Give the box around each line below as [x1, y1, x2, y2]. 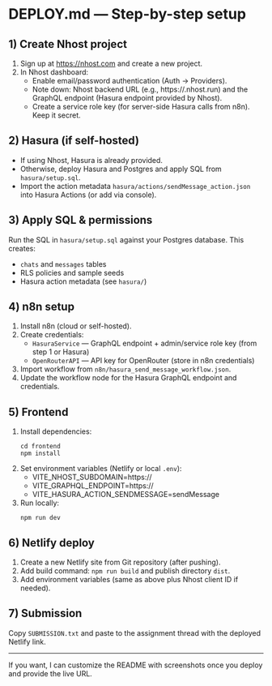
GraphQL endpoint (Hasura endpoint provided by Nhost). [32, 93, 223, 102]
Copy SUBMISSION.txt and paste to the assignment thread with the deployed [8, 628, 261, 637]
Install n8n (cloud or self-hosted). [19, 321, 132, 331]
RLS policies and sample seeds [19, 268, 125, 277]
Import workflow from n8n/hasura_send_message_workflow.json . [19, 364, 232, 374]
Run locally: [19, 498, 59, 508]
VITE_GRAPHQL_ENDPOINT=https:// [32, 481, 154, 491]
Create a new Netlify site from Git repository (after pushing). [19, 557, 221, 568]
